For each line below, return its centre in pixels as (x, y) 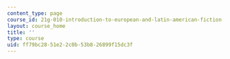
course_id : (23, 20)
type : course (26, 39)
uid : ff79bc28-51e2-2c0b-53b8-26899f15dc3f (70, 45)
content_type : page (35, 13)
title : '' (21, 32)
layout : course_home (37, 26)
